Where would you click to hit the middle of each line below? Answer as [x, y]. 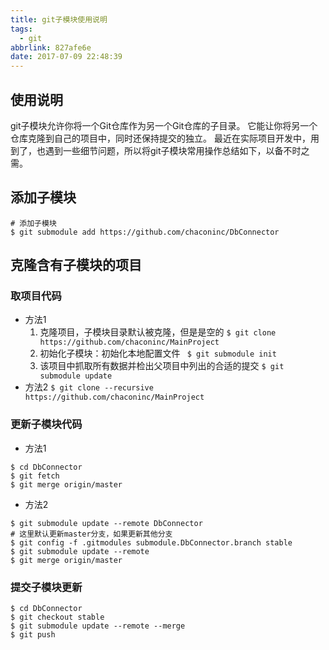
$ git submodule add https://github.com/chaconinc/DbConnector [145, 232]
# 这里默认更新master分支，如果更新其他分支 [91, 534]
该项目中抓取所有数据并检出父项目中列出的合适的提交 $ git [162, 366]
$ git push [33, 635]
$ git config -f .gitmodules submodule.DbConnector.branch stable [151, 542]
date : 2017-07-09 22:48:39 [66, 57]
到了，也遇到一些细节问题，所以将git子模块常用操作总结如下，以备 [147, 150]
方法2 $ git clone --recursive [89, 387]
